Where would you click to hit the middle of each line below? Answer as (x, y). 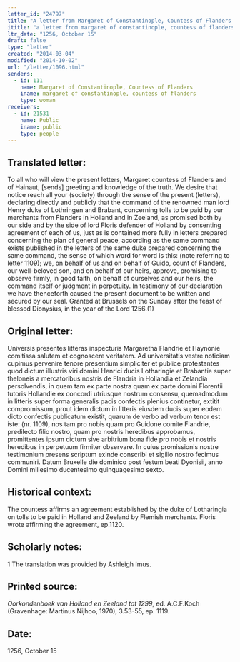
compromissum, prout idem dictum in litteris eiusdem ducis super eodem (115, 409)
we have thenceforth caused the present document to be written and (109, 294)
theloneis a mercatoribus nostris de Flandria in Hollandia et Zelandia (107, 378)
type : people (40, 134)
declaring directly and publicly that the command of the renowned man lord (119, 202)
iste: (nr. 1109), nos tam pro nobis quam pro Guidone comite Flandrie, (109, 424)
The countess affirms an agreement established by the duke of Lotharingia (117, 509)
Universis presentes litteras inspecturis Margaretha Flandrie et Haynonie (114, 348)
